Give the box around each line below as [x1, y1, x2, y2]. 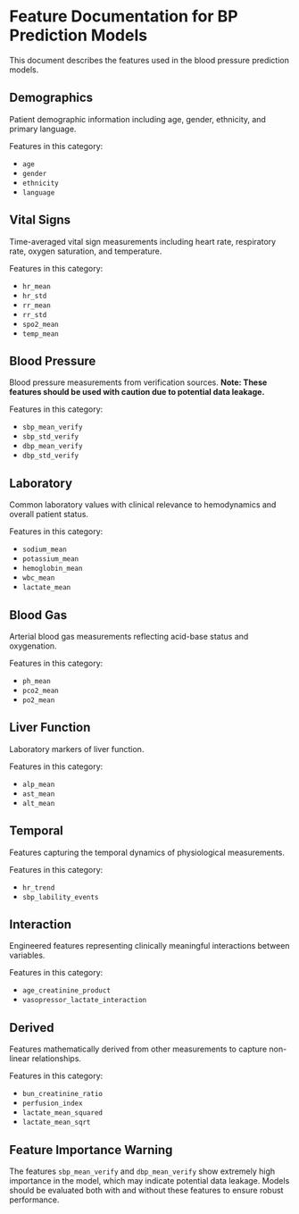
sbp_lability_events [21, 892, 99, 901]
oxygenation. [9, 640, 57, 651]
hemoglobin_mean [21, 565, 83, 574]
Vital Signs [9, 213, 71, 228]
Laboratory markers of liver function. [9, 743, 145, 754]
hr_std [21, 291, 47, 300]
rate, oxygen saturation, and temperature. [9, 246, 162, 256]
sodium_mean [21, 545, 67, 555]
